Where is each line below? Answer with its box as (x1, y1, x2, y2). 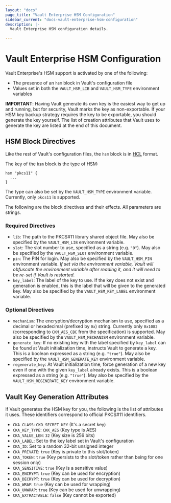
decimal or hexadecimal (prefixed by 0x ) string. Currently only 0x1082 (12, 323, 158, 330)
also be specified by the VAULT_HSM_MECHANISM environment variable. (12, 334, 155, 340)
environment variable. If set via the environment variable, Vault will (12, 261, 154, 267)
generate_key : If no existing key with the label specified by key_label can (12, 340, 166, 346)
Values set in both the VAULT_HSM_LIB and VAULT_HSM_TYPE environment (12, 85, 160, 92)
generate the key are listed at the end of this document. (5, 122, 123, 128)
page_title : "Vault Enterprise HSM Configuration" (5, 12, 115, 17)
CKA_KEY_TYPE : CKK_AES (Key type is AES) (12, 427, 97, 433)
